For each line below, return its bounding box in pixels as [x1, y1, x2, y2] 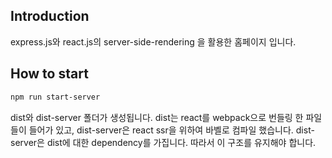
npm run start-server [10, 92, 101, 102]
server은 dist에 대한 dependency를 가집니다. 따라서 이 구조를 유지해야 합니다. [10, 136, 317, 148]
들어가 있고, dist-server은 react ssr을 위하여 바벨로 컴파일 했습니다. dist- [28, 124, 315, 136]
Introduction [10, 8, 90, 25]
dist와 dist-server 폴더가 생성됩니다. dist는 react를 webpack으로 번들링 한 [10, 111, 304, 123]
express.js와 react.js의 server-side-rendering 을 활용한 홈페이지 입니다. [10, 35, 297, 48]
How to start [10, 65, 89, 83]
